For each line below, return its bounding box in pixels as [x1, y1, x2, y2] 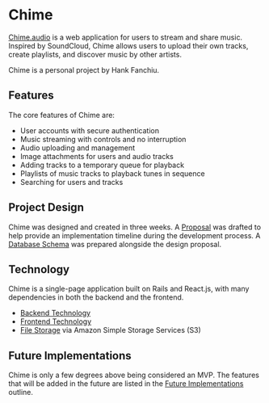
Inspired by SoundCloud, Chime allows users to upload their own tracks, [8, 40, 249, 50]
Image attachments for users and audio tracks [19, 151, 174, 161]
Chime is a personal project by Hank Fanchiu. [8, 65, 160, 74]
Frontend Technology [19, 317, 92, 326]
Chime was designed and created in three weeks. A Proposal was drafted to [8, 222, 261, 232]
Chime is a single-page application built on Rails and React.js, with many [8, 284, 250, 294]
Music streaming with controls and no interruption [19, 134, 187, 144]
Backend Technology [19, 309, 91, 318]
